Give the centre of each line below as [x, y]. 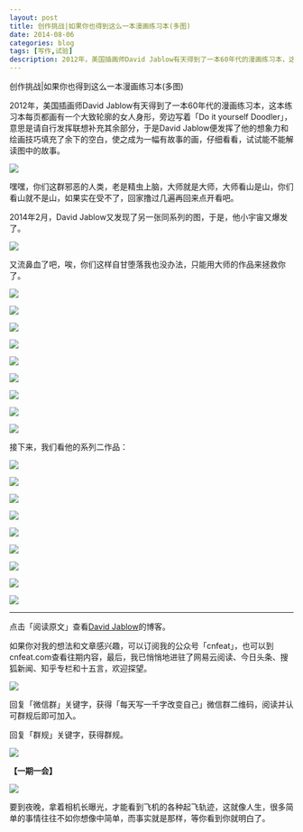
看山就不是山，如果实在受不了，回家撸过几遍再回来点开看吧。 [124, 198]
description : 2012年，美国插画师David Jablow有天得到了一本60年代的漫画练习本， [149, 59]
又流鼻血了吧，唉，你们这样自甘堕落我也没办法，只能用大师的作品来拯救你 [147, 264]
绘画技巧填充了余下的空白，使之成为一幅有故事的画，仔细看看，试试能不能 [147, 139]
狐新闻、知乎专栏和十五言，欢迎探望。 [80, 668]
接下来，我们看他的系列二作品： [69, 447]
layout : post [34, 18]
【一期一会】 [33, 771]
